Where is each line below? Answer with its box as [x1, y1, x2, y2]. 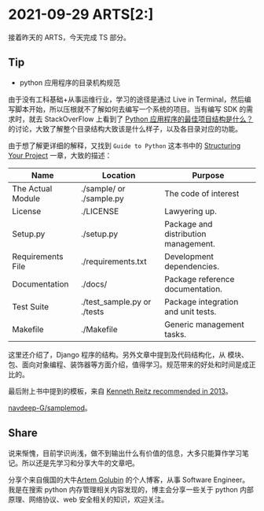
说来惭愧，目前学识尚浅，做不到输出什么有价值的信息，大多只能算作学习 [8, 448, 242, 457]
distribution [164, 228, 207, 239]
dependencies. [164, 261, 220, 272]
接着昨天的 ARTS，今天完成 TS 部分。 [8, 32, 131, 42]
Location [101, 169, 136, 180]
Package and [164, 218, 213, 229]
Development [164, 250, 214, 261]
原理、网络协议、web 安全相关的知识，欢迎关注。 [8, 494, 169, 504]
